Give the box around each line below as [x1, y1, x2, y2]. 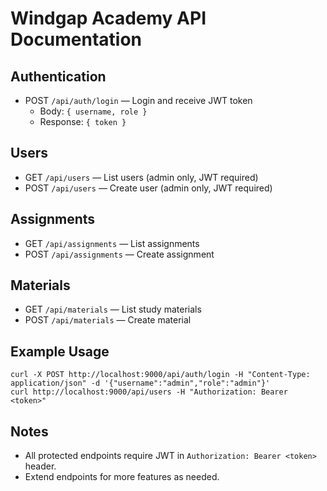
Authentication [10, 68, 107, 85]
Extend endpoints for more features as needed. [24, 471, 220, 483]
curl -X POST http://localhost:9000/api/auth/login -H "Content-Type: [10, 370, 311, 380]
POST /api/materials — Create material [24, 314, 192, 326]
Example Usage [10, 343, 110, 360]
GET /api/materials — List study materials [24, 303, 202, 316]
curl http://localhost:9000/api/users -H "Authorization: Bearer [10, 387, 288, 397]
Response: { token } [39, 116, 127, 127]
